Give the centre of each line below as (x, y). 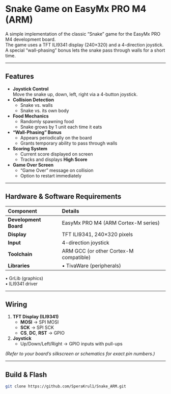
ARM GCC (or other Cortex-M (98, 251)
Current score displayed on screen (56, 154)
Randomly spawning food (47, 121)
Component (22, 211)
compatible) (76, 257)
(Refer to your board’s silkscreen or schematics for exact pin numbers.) (80, 354)
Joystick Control (31, 89)
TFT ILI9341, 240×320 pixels (97, 234)
